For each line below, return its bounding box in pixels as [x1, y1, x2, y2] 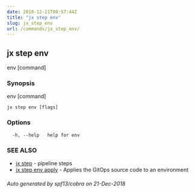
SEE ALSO [7, 146, 37, 154]
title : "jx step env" [7, 14, 61, 21]
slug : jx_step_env [7, 20, 53, 26]
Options [7, 118, 31, 127]
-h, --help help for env [12, 132, 80, 138]
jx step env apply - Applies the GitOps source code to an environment [15, 166, 189, 173]
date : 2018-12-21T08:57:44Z [7, 8, 78, 15]
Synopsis [7, 79, 35, 87]
